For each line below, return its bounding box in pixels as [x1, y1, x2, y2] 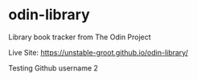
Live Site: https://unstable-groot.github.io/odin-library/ [8, 47, 189, 57]
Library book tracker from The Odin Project [8, 32, 151, 42]
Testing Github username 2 [8, 63, 99, 73]
